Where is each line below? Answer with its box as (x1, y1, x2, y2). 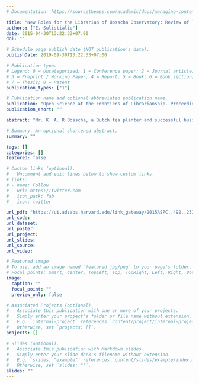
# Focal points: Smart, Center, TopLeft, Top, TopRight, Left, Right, (6, 270, 184, 276)
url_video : (6, 248, 33, 254)
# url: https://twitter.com (6, 188, 81, 194)
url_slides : (6, 237, 36, 243)
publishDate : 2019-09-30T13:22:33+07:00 (6, 52, 108, 58)
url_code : (6, 215, 31, 221)
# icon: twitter (6, 199, 52, 205)
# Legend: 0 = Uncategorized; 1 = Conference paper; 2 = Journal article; (6, 68, 195, 74)
